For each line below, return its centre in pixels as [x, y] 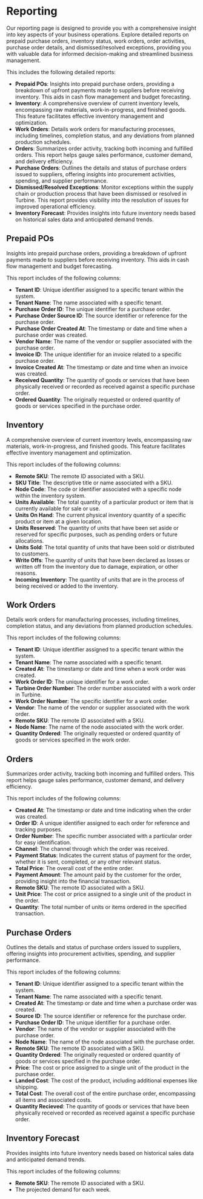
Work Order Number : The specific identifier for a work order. [92, 701]
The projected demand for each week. [63, 1189]
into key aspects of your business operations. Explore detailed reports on [98, 34]
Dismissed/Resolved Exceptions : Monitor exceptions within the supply [104, 187]
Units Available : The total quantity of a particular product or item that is [104, 502]
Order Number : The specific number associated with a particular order [104, 836]
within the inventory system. [50, 495]
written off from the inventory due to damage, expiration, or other [97, 566]
